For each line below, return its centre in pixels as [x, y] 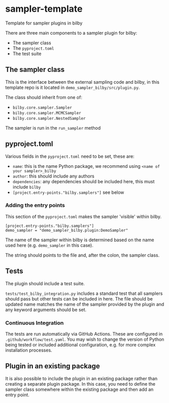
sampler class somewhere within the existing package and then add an [79, 389]
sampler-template [44, 9]
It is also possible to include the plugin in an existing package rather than [81, 379]
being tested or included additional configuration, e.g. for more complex [80, 344]
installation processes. [29, 350]
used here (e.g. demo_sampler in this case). [49, 245]
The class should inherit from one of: [44, 97]
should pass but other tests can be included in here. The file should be [79, 298]
